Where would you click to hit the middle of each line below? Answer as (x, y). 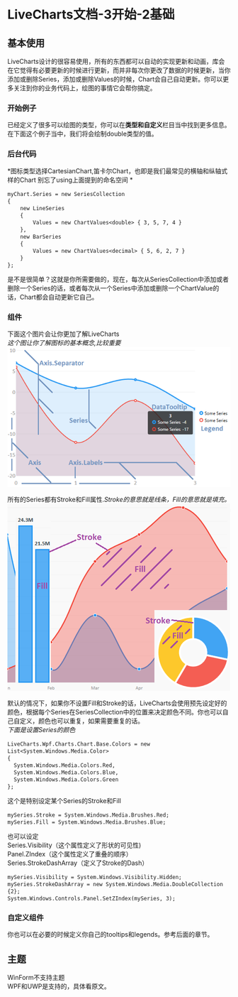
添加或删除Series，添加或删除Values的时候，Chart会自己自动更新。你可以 (115, 79)
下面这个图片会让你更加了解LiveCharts (63, 334)
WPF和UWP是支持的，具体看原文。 (59, 986)
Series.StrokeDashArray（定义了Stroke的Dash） (78, 863)
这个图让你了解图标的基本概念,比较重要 (64, 342)
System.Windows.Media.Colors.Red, (64, 766)
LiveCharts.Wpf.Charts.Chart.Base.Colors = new (79, 744)
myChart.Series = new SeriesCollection (66, 194)
